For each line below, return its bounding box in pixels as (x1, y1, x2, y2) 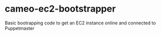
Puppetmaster (5, 25, 35, 31)
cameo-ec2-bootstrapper (5, 3, 116, 15)
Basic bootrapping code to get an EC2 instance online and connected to (5, 20, 156, 26)
